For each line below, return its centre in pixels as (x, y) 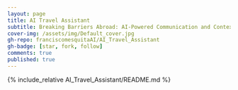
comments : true (30, 53)
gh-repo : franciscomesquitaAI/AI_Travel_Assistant (84, 40)
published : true (31, 60)
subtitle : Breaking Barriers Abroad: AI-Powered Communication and (109, 27)
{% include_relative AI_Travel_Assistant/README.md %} (89, 79)
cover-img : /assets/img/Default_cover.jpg (71, 33)
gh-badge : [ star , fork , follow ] (55, 46)
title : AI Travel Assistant (49, 20)
